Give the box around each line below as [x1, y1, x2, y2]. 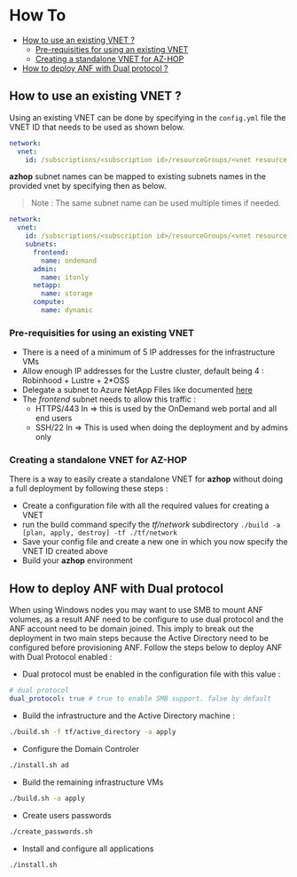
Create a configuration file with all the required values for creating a [21, 500, 270, 511]
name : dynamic [41, 306, 93, 315]
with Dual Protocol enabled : [9, 652, 113, 662]
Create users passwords [21, 810, 113, 820]
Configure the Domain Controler [21, 743, 140, 754]
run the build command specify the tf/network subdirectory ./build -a [21, 520, 281, 530]
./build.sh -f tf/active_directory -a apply [9, 728, 176, 737]
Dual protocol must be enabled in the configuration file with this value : [21, 669, 281, 679]
